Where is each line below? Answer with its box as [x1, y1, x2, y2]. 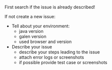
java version [19, 28, 44, 34]
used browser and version [19, 39, 72, 45]
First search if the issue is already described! [4, 4, 95, 10]
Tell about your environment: [11, 23, 70, 29]
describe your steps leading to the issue [19, 49, 100, 55]
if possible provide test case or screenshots [19, 60, 108, 65]
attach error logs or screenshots [19, 54, 84, 60]
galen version [19, 34, 47, 39]
